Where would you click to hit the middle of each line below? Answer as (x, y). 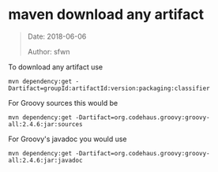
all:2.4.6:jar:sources (45, 124)
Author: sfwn (49, 51)
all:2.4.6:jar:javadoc (45, 160)
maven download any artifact (106, 15)
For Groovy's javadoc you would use (68, 139)
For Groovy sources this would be (63, 103)
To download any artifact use (56, 67)
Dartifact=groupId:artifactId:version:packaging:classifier (109, 88)
